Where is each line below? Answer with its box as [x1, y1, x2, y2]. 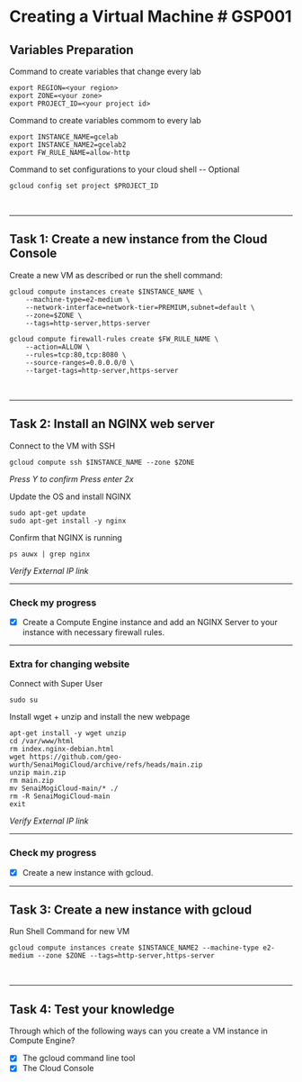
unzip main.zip [9, 768, 67, 777]
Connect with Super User [9, 678, 103, 689]
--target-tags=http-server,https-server [25, 366, 179, 375]
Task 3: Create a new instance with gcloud [9, 903, 253, 918]
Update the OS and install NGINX [9, 491, 132, 502]
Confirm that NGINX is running [9, 532, 123, 542]
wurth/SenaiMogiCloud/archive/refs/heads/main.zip [9, 760, 203, 769]
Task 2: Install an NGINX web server [9, 416, 215, 432]
